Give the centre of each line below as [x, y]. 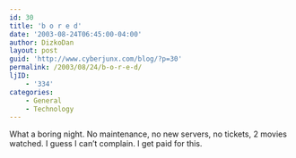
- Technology [50, 109]
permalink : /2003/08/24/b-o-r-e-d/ [76, 68]
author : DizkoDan [42, 42]
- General [44, 100]
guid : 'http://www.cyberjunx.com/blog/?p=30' [96, 59]
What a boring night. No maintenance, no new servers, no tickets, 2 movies [148, 134]
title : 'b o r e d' [46, 26]
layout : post [34, 51]
